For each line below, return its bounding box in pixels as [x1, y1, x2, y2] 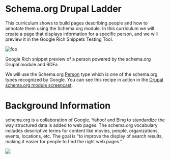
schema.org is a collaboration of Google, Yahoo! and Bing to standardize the [5, 117, 165, 123]
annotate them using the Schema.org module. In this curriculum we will [5, 25, 154, 31]
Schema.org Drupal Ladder [5, 3, 122, 15]
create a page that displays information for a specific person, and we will [5, 31, 158, 37]
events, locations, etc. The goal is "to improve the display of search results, [5, 133, 163, 139]
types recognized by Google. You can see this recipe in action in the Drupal [5, 76, 164, 83]
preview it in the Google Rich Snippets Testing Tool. [5, 36, 114, 42]
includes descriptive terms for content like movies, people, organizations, [5, 127, 159, 134]
